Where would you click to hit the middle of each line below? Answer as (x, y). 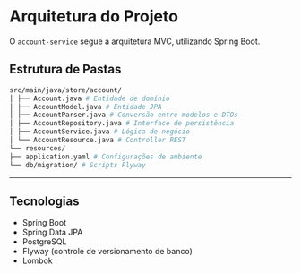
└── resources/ (38, 148)
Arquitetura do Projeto (94, 17)
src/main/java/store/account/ (66, 90)
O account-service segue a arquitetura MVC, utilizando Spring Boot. (135, 41)
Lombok (38, 260)
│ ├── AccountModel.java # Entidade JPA (86, 107)
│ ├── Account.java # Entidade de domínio (90, 98)
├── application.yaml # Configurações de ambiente (106, 157)
